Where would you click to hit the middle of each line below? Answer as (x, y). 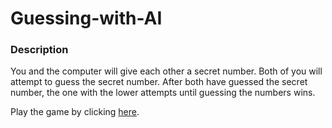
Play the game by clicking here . (75, 112)
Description (39, 50)
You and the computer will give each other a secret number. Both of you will (166, 71)
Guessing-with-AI (86, 18)
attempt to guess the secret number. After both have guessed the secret (159, 82)
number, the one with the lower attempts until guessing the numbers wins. (163, 93)
